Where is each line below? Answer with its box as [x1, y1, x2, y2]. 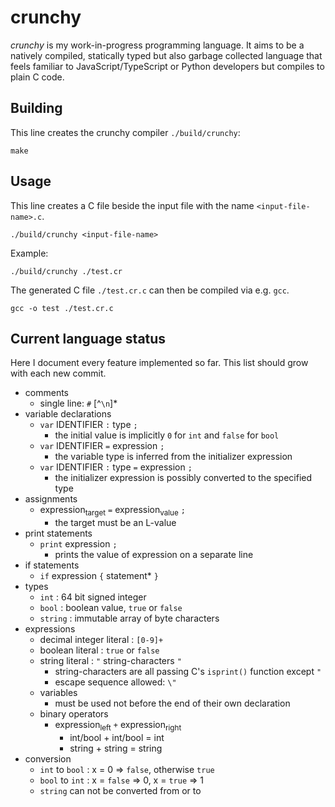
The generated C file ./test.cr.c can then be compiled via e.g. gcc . [10, 284, 290, 296]
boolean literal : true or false [39, 644, 160, 656]
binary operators [39, 708, 109, 720]
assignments [24, 493, 78, 505]
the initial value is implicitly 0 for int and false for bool [54, 429, 280, 441]
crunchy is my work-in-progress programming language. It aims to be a [10, 39, 305, 51]
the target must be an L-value [54, 517, 177, 529]
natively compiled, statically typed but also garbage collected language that [10, 49, 323, 61]
